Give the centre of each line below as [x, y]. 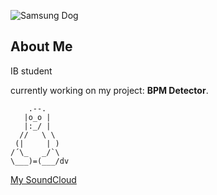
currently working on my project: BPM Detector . [109, 90]
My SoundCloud [43, 179]
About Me [41, 46]
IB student [31, 71]
